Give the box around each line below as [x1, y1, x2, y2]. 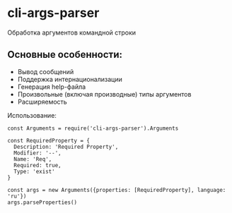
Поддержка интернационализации [17, 75, 122, 83]
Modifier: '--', [13, 150, 62, 157]
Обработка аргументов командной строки [7, 28, 137, 37]
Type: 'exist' [13, 168, 55, 175]
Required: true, [13, 162, 62, 169]
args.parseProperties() [7, 199, 78, 206]
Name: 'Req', [13, 155, 52, 163]
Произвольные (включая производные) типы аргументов [17, 90, 192, 98]
